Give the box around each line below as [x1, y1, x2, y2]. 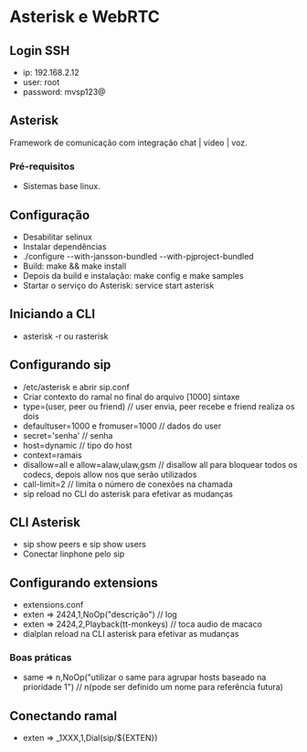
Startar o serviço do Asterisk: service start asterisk [22, 280, 215, 291]
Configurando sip [9, 357, 111, 373]
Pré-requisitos [9, 160, 75, 173]
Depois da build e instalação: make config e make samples [22, 270, 244, 281]
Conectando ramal [9, 708, 118, 724]
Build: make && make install [22, 260, 127, 271]
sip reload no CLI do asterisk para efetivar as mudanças [22, 488, 233, 499]
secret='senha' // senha [22, 429, 113, 440]
